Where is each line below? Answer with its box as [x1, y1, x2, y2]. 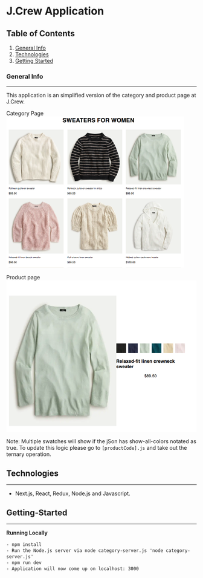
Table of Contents [6, 28, 76, 39]
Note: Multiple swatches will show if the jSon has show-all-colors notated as [6, 438, 196, 445]
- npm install [6, 541, 42, 548]
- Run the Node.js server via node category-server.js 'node [6, 547, 164, 554]
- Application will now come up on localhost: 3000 [6, 565, 139, 572]
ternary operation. [6, 450, 51, 458]
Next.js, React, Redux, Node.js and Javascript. [14, 490, 131, 497]
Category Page [6, 110, 44, 117]
